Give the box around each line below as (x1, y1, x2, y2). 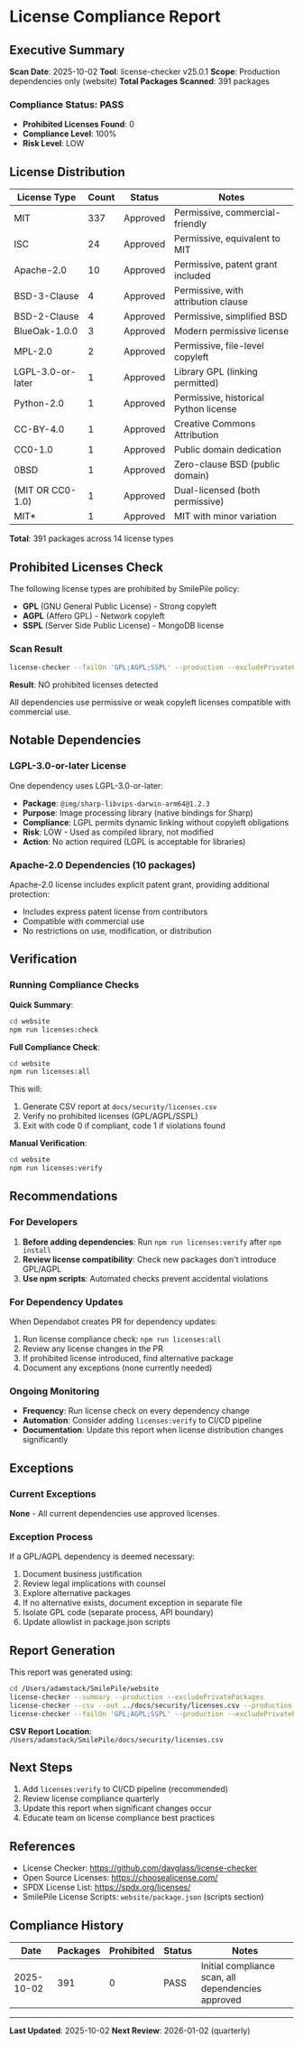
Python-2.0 (14, 397, 65, 410)
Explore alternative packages (22, 1588, 131, 1599)
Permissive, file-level (174, 340, 264, 352)
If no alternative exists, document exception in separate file (22, 1597, 243, 1609)
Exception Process (9, 1530, 93, 1543)
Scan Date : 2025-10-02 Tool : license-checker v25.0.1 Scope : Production (9, 66, 280, 77)
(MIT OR (14, 484, 50, 497)
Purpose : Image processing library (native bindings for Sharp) (22, 807, 254, 818)
